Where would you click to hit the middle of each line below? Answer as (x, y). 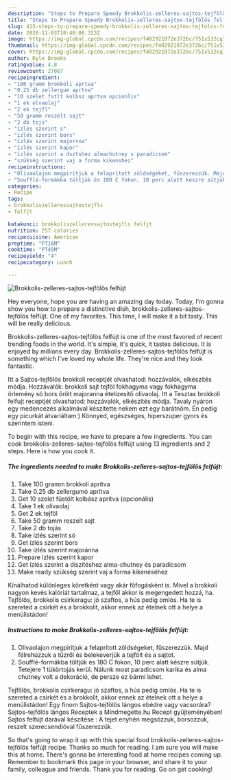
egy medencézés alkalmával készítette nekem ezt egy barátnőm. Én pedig (112, 408)
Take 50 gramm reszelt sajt (56, 521)
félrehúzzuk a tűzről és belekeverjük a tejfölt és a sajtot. (96, 655)
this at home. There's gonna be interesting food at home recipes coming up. (115, 755)
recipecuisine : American (43, 237)
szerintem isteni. (31, 423)
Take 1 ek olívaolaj (43, 506)
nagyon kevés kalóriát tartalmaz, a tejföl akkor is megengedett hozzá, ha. (111, 592)
